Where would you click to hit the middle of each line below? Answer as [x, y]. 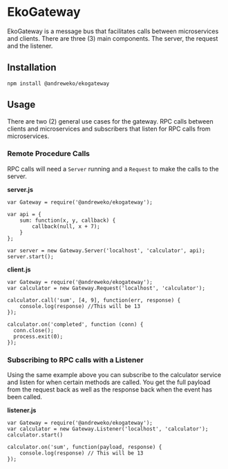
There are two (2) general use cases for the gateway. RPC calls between [110, 121]
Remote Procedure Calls [48, 154]
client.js [19, 269]
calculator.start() [35, 435]
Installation [32, 67]
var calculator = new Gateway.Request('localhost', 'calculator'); [106, 288]
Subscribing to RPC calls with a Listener [75, 360]
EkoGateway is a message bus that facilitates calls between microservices [113, 31]
